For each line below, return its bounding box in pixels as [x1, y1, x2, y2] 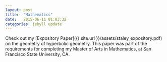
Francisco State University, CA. [5, 51, 70, 57]
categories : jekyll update [5, 21, 62, 27]
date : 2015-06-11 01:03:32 [5, 17, 67, 22]
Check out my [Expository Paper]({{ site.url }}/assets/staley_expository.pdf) [5, 35, 162, 41]
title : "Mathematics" [5, 12, 53, 17]
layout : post [5, 7, 33, 13]
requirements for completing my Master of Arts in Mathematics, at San [5, 46, 152, 52]
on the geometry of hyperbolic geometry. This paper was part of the [5, 41, 147, 47]
